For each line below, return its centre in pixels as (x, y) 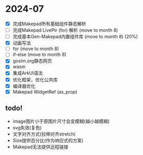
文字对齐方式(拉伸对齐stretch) (44, 134)
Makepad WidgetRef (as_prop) (45, 92)
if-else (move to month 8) (39, 55)
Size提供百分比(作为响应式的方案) (48, 140)
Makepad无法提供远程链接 (40, 147)
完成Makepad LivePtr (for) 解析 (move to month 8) (65, 30)
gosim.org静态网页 (32, 61)
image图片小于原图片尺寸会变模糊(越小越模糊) (61, 121)
